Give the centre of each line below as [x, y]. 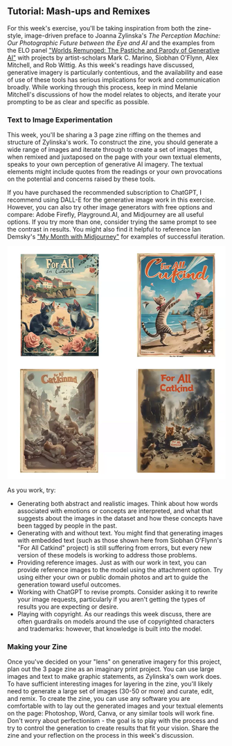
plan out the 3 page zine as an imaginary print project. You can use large [111, 669]
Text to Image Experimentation [60, 119]
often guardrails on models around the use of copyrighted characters [116, 621]
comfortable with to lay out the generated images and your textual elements [115, 706]
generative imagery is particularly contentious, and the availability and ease [115, 72]
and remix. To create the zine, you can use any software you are [99, 698]
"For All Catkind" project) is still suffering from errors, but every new [115, 548]
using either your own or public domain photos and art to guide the [113, 577]
